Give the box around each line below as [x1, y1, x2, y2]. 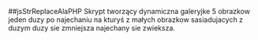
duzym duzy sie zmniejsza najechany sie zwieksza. [8, 24, 176, 32]
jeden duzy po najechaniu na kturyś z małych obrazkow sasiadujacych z [8, 15, 243, 24]
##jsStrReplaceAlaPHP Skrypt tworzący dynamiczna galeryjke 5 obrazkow [8, 7, 251, 16]
